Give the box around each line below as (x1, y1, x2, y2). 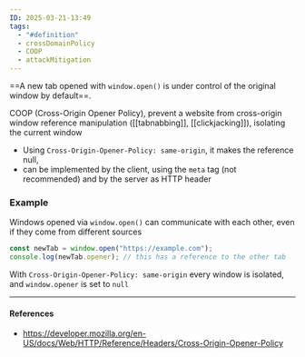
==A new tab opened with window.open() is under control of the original (9, 81, 277, 91)
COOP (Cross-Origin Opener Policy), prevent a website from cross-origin (9, 108, 282, 118)
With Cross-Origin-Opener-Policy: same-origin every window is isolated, (9, 269, 284, 280)
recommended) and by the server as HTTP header (22, 174, 212, 184)
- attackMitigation (17, 55, 92, 64)
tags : (9, 22, 30, 31)
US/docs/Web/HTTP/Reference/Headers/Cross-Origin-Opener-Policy (22, 338, 284, 349)
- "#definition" (17, 30, 79, 39)
